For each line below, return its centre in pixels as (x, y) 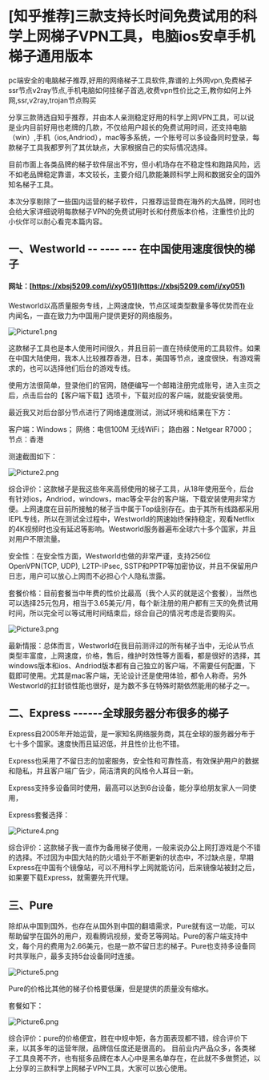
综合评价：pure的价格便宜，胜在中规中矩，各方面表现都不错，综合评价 (125, 1038)
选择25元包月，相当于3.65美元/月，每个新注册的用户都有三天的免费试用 (140, 602)
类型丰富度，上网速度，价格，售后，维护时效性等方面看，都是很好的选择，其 (134, 655)
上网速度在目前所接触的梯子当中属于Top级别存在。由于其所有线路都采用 (141, 509)
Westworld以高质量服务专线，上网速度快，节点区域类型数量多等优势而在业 (131, 305)
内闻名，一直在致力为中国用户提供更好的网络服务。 (92, 315)
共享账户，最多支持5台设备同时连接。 (77, 956)
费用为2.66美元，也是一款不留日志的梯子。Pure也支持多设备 (149, 946)
